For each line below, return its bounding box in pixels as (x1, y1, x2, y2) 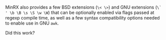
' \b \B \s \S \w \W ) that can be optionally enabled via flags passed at (5, 9, 155, 15)
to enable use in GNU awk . (5, 20, 59, 26)
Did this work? (5, 30, 35, 35)
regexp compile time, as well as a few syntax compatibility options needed (5, 15, 160, 20)
